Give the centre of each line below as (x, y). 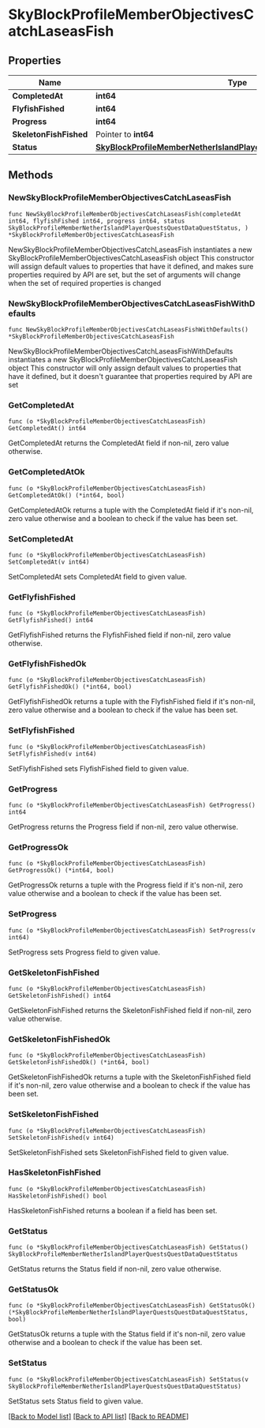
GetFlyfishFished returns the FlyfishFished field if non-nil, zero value (119, 635)
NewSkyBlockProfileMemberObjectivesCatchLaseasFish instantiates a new (130, 249)
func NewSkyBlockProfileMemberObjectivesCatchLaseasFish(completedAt (125, 214)
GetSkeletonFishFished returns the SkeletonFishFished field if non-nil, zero (130, 1010)
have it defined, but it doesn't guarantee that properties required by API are (130, 376)
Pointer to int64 (125, 134)
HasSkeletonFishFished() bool (58, 1196)
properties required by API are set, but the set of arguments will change (125, 275)
